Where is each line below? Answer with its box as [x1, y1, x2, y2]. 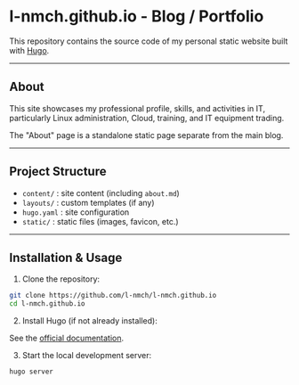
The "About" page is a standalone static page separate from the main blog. [9, 129, 284, 140]
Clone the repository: [21, 274, 101, 284]
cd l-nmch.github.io [9, 299, 86, 308]
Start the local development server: [21, 350, 152, 361]
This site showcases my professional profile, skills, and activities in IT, [9, 102, 265, 113]
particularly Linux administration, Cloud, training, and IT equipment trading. [9, 112, 285, 123]
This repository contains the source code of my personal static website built [9, 36, 288, 46]
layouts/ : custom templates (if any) [21, 197, 155, 208]
